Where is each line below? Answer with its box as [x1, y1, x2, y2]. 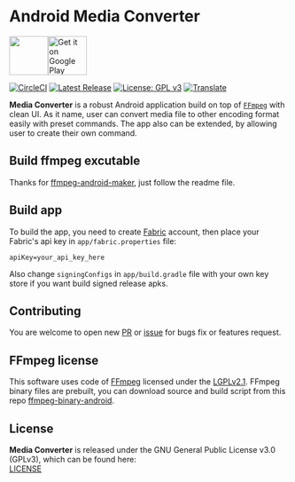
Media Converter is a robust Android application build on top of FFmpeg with [9, 99, 285, 110]
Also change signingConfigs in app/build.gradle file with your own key [9, 268, 269, 279]
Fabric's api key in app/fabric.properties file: [9, 235, 177, 246]
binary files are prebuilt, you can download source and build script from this [9, 386, 286, 397]
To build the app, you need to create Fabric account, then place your [9, 226, 260, 237]
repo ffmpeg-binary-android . [9, 395, 115, 406]
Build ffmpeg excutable [9, 154, 141, 169]
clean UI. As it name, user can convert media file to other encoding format [9, 108, 280, 119]
